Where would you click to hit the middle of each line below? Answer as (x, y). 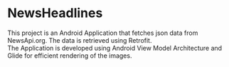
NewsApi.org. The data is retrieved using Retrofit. (80, 40)
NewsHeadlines (55, 13)
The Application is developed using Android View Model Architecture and (115, 48)
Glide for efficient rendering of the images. (70, 56)
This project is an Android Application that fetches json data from (103, 33)
